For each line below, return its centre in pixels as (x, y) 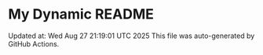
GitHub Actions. (34, 43)
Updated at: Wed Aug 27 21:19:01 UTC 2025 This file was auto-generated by (131, 36)
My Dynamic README (81, 14)
